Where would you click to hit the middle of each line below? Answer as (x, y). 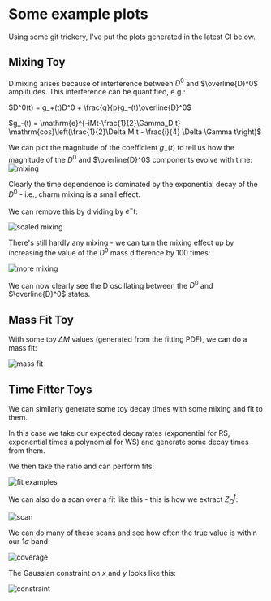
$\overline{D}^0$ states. (49, 294)
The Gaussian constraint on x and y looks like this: (92, 573)
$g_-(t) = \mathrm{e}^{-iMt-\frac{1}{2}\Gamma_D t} (95, 124)
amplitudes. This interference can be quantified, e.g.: (97, 92)
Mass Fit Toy (41, 319)
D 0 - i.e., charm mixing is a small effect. (74, 194)
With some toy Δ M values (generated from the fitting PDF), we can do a (128, 339)
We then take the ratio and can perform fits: (82, 466)
